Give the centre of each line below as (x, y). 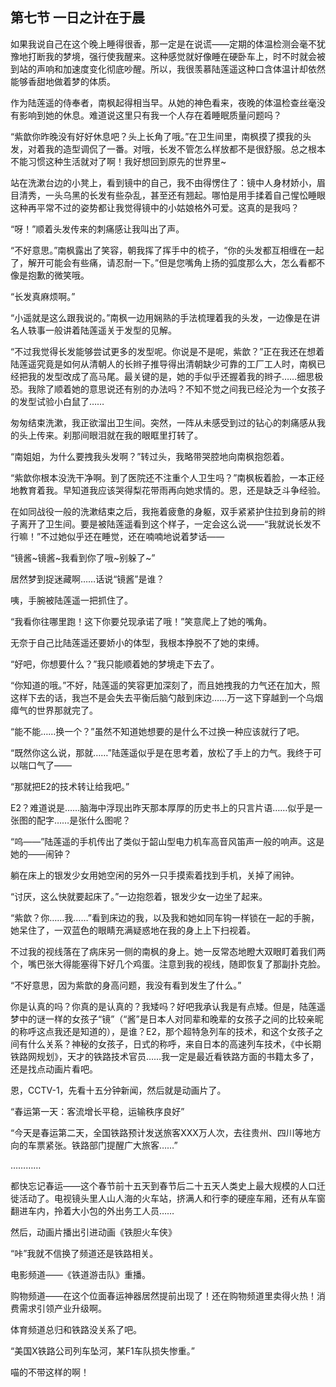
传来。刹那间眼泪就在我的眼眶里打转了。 (119, 435)
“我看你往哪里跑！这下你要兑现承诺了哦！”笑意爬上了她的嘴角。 (141, 621)
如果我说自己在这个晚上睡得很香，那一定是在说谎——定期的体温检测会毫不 (163, 44)
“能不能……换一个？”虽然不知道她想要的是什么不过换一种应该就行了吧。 (157, 731)
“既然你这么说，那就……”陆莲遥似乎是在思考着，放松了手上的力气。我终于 (161, 752)
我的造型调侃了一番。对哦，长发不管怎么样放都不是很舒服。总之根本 (185, 149)
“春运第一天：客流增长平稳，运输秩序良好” (97, 1111)
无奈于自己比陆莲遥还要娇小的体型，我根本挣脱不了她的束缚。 (137, 642)
